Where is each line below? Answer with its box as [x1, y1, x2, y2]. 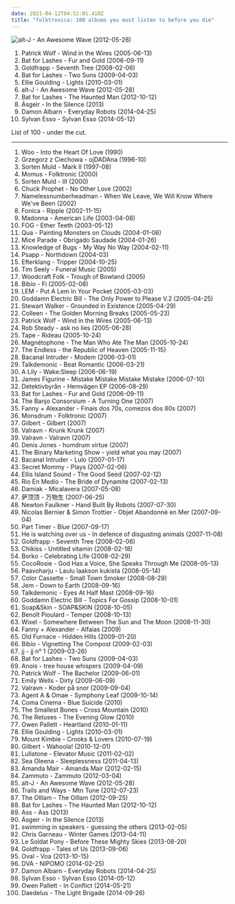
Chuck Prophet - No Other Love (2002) [21, 184, 133, 193]
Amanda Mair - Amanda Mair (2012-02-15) [21, 764, 142, 772]
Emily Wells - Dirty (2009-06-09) [21, 676, 115, 684]
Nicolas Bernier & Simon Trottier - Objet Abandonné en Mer [21, 508, 190, 516]
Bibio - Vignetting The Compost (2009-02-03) [21, 639, 153, 648]
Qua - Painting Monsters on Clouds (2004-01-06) [21, 228, 162, 236]
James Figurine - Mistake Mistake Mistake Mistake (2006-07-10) [21, 375, 205, 383]
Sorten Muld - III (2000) [21, 177, 89, 185]
